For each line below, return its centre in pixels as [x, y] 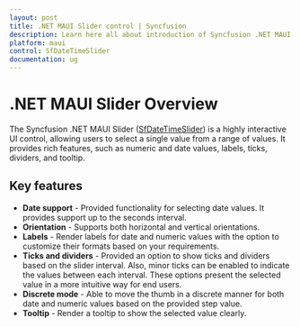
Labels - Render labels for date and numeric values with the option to [151, 236]
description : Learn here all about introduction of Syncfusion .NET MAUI [150, 34]
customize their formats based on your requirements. [121, 246]
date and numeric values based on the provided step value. [132, 304]
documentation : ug [44, 59]
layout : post [34, 18]
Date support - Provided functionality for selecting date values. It [143, 207]
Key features [46, 186]
